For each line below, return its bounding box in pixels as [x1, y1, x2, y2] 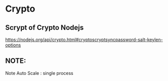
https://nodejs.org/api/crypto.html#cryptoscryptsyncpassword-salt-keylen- [5, 36, 163, 43]
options [5, 42, 21, 48]
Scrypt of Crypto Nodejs [5, 23, 84, 32]
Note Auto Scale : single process [5, 70, 73, 76]
